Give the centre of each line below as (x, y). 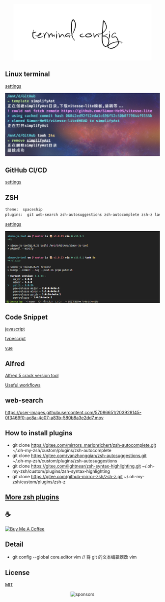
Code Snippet (27, 317)
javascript (15, 329)
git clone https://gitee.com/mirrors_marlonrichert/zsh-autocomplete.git (84, 445)
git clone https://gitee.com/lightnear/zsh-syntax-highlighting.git (77, 466)
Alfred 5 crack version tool (32, 376)
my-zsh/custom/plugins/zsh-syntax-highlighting (61, 471)
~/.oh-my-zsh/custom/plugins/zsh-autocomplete (62, 450)
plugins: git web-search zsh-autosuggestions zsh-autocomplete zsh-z (79, 214)
